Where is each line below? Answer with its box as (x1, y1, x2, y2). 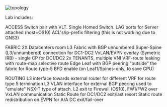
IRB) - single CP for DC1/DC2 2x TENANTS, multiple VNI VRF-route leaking (5, 55, 160, 61)
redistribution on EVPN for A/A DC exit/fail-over (5, 96, 104, 102)
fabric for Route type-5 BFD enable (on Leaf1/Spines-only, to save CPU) (5, 65, 154, 71)
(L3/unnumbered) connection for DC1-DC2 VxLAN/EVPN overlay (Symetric (5, 50, 160, 55)
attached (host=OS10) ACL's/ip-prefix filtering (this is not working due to (5, 29, 155, 35)
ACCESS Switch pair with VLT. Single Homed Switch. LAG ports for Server (5, 24, 158, 30)
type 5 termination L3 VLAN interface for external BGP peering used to (5, 80, 152, 86)
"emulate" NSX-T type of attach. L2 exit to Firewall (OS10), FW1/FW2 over (5, 86, 158, 92)
